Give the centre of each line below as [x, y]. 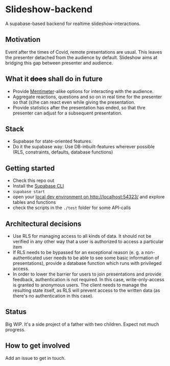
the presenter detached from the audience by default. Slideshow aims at [81, 57]
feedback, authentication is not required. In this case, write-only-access [88, 279]
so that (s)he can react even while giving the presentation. [74, 102]
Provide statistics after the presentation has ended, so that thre [79, 107]
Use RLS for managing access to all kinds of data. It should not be [82, 236]
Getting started [30, 168]
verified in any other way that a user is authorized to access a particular [88, 242]
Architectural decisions [43, 224]
